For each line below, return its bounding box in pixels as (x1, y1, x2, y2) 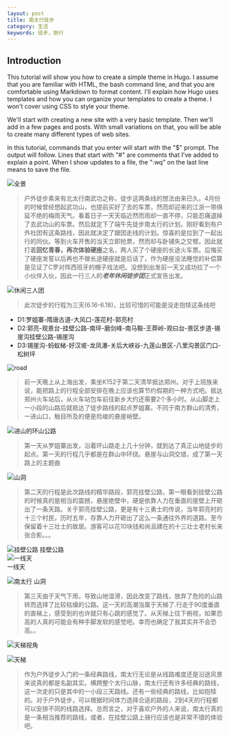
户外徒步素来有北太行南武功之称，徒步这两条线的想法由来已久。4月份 (23, 194, 221, 203)
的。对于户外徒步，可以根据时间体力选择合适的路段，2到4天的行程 (23, 696, 213, 704)
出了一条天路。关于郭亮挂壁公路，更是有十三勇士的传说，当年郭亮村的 (23, 505, 223, 513)
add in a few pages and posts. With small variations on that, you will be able (7, 123, 222, 131)
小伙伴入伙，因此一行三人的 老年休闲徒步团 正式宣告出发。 (23, 272, 187, 280)
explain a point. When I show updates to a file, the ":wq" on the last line (7, 158, 209, 166)
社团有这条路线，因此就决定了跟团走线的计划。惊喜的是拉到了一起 (30, 228, 217, 237)
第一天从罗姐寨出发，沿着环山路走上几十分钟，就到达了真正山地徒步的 (23, 442, 223, 450)
